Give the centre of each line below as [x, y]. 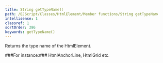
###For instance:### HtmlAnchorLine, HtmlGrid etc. [57, 55]
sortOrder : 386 [20, 28]
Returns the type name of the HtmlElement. [48, 46]
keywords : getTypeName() [30, 32]
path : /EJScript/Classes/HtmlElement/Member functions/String [69, 14]
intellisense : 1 [21, 18]
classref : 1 [17, 23]
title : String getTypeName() [34, 9]
